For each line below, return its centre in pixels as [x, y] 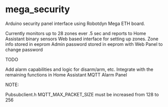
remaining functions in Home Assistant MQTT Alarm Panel [66, 74]
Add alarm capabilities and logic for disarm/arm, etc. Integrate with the [79, 69]
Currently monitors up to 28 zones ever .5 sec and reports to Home [76, 33]
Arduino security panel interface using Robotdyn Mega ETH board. [75, 23]
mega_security [38, 9]
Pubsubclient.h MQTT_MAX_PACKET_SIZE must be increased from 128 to [82, 94]
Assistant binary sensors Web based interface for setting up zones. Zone [82, 39]
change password [24, 49]
